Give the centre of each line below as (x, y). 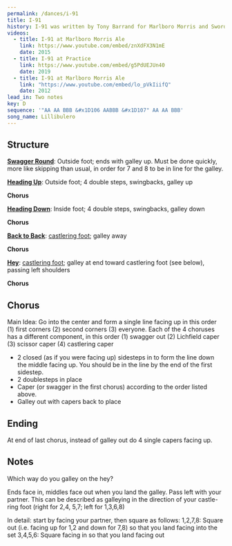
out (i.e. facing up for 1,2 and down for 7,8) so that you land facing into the (112, 527)
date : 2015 (35, 53)
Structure (28, 145)
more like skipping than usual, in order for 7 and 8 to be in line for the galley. (115, 169)
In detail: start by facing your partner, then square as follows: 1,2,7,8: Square (115, 520)
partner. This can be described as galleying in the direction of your (102, 499)
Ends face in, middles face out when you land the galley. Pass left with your (115, 492)
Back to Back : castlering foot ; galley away (67, 236)
